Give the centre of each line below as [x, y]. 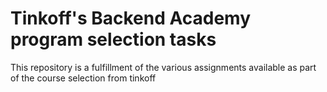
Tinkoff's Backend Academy [130, 18]
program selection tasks [113, 39]
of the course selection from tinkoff [83, 78]
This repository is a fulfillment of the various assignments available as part [163, 67]
